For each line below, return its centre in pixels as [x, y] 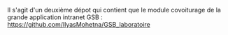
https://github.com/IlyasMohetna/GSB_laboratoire [79, 24]
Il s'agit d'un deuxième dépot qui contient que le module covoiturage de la [114, 10]
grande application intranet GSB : [55, 17]
